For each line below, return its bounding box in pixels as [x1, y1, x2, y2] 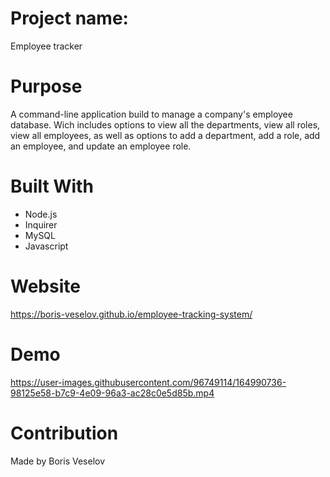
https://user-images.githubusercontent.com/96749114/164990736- [10, 376, 287, 388]
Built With [10, 175, 94, 198]
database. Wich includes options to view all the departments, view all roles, [10, 118, 321, 131]
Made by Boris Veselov [10, 455, 106, 467]
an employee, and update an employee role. [10, 140, 192, 152]
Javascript [24, 240, 69, 252]
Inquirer [24, 218, 58, 231]
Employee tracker [10, 40, 83, 52]
